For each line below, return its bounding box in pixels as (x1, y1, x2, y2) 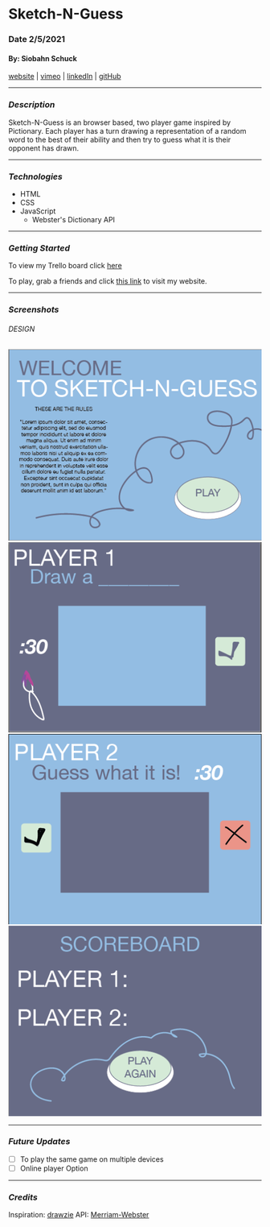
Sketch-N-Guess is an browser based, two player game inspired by (8, 118, 231, 127)
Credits (8, 1192, 38, 1203)
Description (8, 99, 55, 110)
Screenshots (8, 304, 59, 315)
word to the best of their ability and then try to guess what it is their (8, 135, 231, 144)
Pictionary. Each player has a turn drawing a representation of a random (8, 126, 247, 135)
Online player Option (19, 1163, 88, 1173)
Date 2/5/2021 (8, 34, 66, 45)
